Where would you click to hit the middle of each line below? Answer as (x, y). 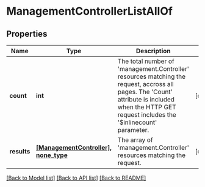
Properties (27, 34)
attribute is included (146, 99)
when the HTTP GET (147, 107)
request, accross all (146, 84)
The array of (135, 140)
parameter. (133, 130)
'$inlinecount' (137, 122)
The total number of (146, 61)
